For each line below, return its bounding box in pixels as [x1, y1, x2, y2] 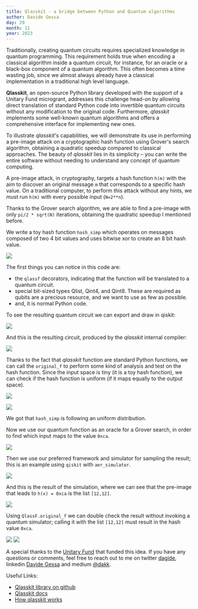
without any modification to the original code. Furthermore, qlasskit [6, 108, 170, 115]
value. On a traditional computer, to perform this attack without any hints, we [6, 187, 192, 194]
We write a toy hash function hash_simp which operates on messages [6, 229, 174, 236]
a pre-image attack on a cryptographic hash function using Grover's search [6, 138, 190, 145]
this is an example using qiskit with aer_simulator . [6, 461, 131, 468]
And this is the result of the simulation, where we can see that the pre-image [6, 484, 192, 491]
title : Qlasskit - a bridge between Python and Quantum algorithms [6, 8, 176, 15]
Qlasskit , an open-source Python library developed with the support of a [6, 89, 183, 96]
